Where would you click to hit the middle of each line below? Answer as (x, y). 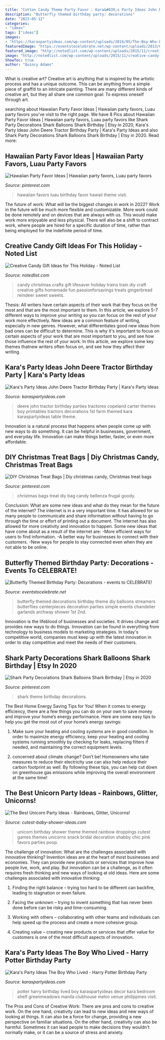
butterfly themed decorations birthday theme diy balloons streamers (86, 601)
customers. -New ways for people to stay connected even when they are (79, 542)
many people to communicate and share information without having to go (79, 516)
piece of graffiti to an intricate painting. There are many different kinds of (79, 89)
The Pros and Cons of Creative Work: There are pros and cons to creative (80, 1006)
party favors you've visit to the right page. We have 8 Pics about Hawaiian (80, 114)
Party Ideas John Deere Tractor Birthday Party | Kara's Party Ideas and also (82, 130)
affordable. (16, 442)
